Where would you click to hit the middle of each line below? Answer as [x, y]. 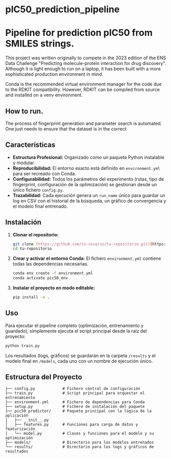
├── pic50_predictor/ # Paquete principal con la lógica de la [79, 411]
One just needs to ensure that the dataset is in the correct [66, 128]
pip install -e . [31, 297]
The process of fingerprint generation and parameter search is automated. [84, 123]
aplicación [17, 416]
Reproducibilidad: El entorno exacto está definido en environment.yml [86, 168]
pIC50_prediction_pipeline [63, 9]
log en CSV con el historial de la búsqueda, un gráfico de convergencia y [89, 201]
